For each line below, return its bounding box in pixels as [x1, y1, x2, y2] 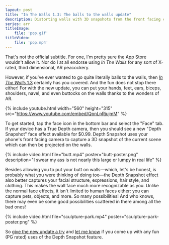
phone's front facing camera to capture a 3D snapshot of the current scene [5, 136, 161, 142]
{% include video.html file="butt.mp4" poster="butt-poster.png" [5, 151, 138, 157]
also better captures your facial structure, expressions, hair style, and [5, 177, 149, 183]
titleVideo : [5, 36, 30, 41]
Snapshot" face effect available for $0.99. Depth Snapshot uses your [5, 131, 148, 137]
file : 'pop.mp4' [14, 40, 49, 45]
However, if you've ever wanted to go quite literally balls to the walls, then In [5, 74, 163, 80]
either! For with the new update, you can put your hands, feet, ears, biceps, [5, 85, 161, 91]
